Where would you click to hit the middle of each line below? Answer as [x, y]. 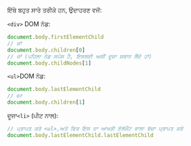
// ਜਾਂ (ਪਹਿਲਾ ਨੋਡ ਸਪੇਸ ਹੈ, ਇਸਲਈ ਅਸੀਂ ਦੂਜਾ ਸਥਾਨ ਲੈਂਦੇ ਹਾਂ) [80, 56]
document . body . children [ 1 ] [46, 103]
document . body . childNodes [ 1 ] [49, 63]
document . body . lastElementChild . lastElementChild [81, 135]
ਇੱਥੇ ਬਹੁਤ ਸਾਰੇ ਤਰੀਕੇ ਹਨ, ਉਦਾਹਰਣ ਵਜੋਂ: [55, 10]
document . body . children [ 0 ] [46, 50]
